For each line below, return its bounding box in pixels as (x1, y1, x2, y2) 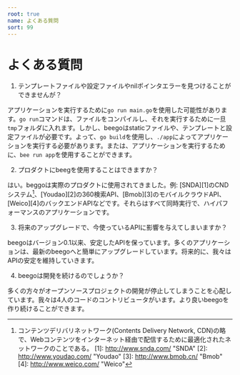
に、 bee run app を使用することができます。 (7, 151, 136, 159)
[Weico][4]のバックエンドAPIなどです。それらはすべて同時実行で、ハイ (7, 199, 216, 207)
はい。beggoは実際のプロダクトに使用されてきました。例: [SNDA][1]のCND (7, 181, 229, 189)
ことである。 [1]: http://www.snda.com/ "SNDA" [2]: (55, 344, 208, 352)
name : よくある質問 (7, 17, 59, 24)
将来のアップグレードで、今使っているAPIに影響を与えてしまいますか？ (17, 223, 228, 231)
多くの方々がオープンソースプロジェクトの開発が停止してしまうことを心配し (7, 286, 232, 295)
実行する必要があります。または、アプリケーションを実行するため (31, 141, 226, 150)
